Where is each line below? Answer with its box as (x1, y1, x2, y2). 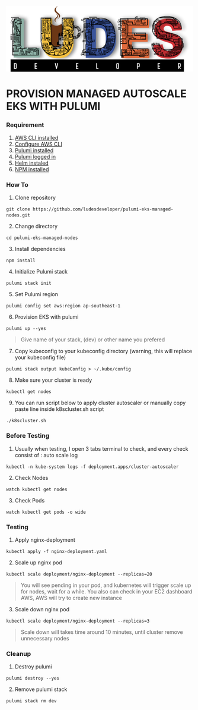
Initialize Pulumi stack (14, 268, 68, 275)
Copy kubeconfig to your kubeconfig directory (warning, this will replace (14, 348, 193, 355)
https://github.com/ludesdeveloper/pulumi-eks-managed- (32, 206, 174, 212)
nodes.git (6, 212, 31, 218)
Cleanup (6, 649, 31, 658)
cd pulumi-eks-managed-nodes (6, 235, 78, 241)
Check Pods (14, 497, 45, 504)
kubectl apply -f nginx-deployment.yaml (6, 549, 108, 555)
